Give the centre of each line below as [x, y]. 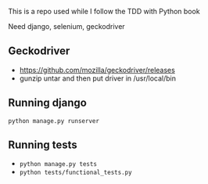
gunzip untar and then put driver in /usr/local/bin [98, 78]
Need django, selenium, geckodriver [66, 26]
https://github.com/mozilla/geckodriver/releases [97, 70]
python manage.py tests [58, 164]
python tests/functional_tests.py [75, 173]
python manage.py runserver [54, 121]
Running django [48, 103]
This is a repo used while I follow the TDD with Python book [104, 11]
